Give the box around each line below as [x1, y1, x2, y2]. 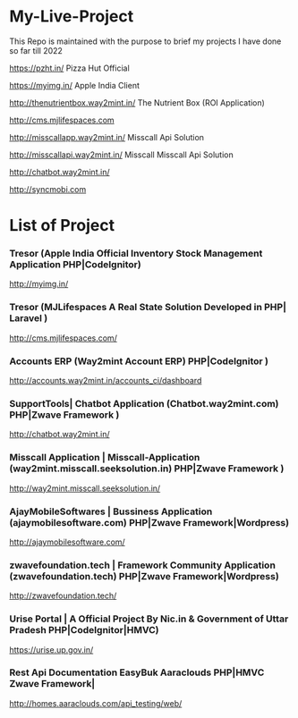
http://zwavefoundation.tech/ [9, 590, 117, 601]
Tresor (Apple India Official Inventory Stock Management [9, 248, 263, 260]
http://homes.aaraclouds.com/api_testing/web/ [9, 697, 183, 708]
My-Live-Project [9, 6, 134, 27]
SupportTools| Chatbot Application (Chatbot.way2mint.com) [9, 397, 279, 410]
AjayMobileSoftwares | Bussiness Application [9, 505, 213, 518]
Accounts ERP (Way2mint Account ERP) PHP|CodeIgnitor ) [9, 355, 269, 367]
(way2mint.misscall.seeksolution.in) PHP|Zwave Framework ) [9, 462, 285, 475]
